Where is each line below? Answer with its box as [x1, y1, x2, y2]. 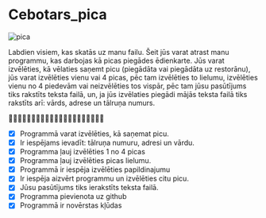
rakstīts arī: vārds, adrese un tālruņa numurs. [8, 98, 156, 107]
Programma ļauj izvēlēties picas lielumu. [19, 156, 152, 165]
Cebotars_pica [8, 6, 107, 24]
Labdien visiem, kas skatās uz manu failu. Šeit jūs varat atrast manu [8, 47, 229, 56]
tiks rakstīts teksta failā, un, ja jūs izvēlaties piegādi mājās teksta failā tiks [8, 89, 248, 99]
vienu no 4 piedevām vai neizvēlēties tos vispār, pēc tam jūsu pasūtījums [8, 81, 247, 91]
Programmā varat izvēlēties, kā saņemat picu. [19, 129, 169, 138]
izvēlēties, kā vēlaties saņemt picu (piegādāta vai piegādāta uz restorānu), [8, 64, 251, 73]
